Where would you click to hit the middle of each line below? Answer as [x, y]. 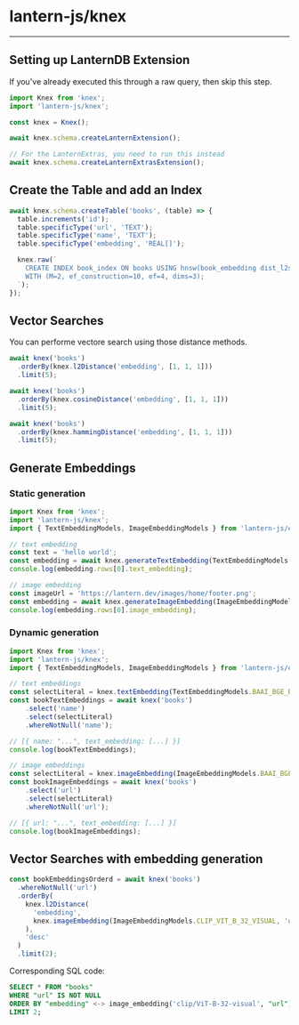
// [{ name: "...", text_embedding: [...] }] [95, 741]
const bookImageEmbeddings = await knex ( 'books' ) [103, 782]
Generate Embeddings [73, 468]
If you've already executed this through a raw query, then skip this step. [141, 81]
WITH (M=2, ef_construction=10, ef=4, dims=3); [115, 276]
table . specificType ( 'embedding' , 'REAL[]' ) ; [101, 244]
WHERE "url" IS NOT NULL [55, 995]
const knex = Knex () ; [49, 122]
